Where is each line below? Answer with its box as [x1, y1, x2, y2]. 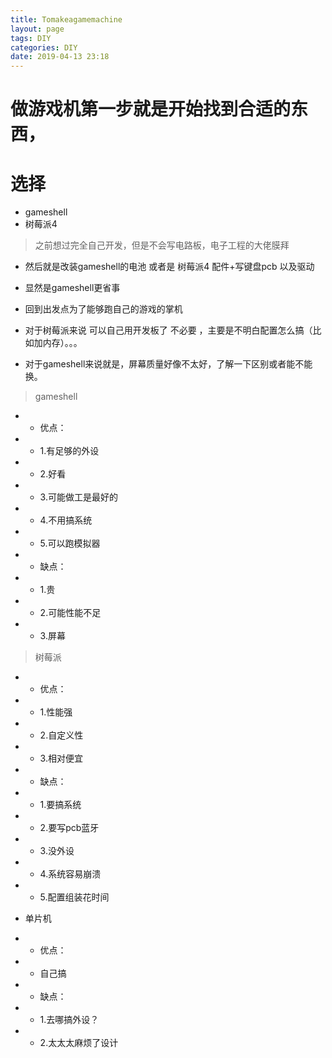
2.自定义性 [39, 729, 84, 741]
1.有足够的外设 [39, 445, 100, 457]
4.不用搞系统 [39, 514, 93, 526]
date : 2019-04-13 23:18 [10, 52, 110, 62]
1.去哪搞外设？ [39, 1014, 100, 1026]
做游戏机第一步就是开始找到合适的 [10, 98, 292, 121]
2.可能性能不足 [39, 607, 102, 619]
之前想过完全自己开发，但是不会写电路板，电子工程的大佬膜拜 [34, 239, 290, 251]
